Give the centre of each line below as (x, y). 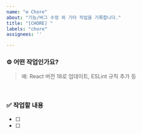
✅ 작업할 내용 (25, 106)
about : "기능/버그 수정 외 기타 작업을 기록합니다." (64, 18)
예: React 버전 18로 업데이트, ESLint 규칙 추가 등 (79, 76)
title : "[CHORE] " (30, 23)
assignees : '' (24, 35)
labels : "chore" (27, 29)
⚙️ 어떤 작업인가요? (33, 62)
